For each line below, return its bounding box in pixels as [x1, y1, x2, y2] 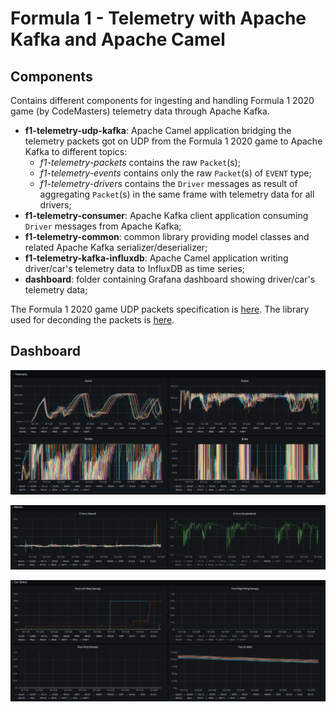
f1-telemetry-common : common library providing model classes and [24, 231, 310, 242]
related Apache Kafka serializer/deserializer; [24, 242, 208, 253]
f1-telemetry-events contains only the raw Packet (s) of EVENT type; [39, 167, 312, 179]
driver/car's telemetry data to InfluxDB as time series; [24, 263, 246, 274]
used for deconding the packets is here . [10, 314, 175, 326]
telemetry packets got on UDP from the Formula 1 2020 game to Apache [24, 135, 323, 147]
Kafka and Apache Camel [10, 28, 226, 51]
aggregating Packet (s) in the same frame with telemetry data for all [39, 188, 315, 200]
